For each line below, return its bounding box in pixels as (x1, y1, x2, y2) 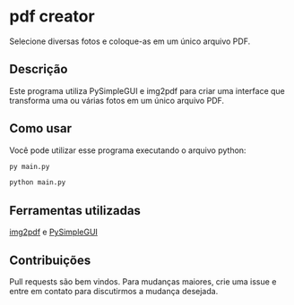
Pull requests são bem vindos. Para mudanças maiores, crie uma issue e (9, 275, 277, 287)
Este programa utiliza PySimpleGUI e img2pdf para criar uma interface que (9, 85, 285, 96)
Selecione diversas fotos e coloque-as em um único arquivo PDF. (9, 36, 251, 47)
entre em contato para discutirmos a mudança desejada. (9, 285, 219, 296)
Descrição (9, 62, 68, 77)
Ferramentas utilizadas (9, 203, 142, 218)
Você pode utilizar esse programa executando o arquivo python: (9, 145, 246, 156)
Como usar (9, 121, 73, 136)
